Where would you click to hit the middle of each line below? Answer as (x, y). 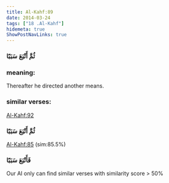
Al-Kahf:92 (20, 115)
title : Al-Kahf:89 (30, 12)
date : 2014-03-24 (28, 18)
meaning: (21, 72)
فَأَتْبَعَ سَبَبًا (19, 160)
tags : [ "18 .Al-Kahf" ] (35, 23)
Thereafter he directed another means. (55, 86)
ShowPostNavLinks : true (37, 35)
